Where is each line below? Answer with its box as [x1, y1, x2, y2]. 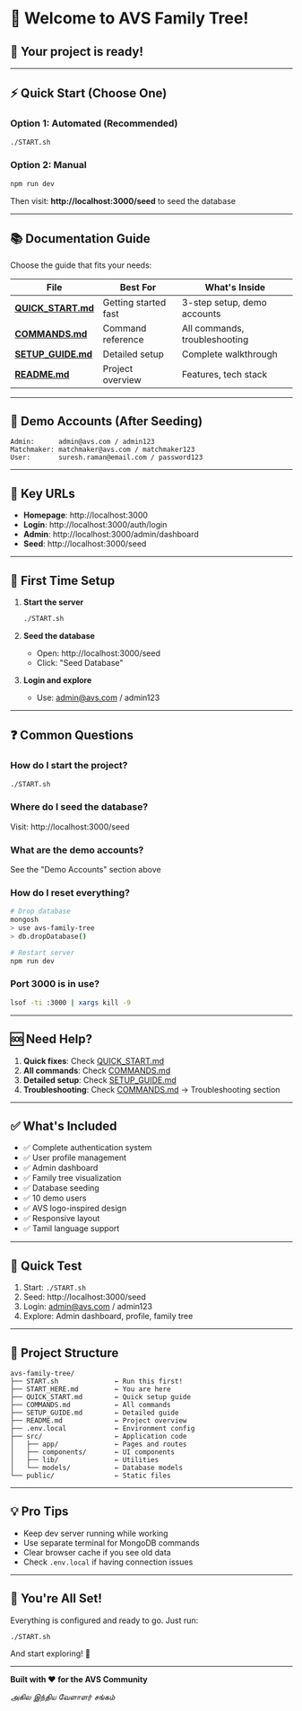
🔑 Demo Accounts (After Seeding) [10, 413, 203, 429]
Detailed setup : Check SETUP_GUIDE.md [22, 1074, 177, 1086]
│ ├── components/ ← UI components [10, 1447, 176, 1457]
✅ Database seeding [22, 1183, 99, 1193]
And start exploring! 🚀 [10, 1648, 91, 1659]
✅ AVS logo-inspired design [22, 1203, 127, 1214]
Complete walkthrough [181, 348, 278, 360]
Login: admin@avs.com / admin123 [22, 1301, 153, 1312]
